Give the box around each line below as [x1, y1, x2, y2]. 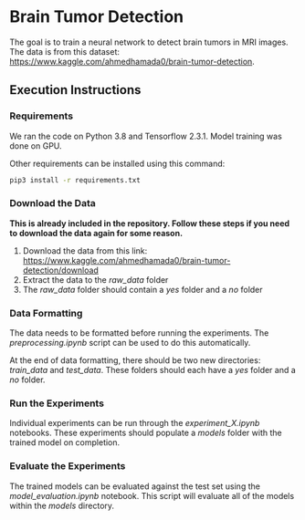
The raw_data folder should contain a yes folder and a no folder [22, 284, 263, 295]
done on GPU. [9, 140, 62, 151]
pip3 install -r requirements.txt [9, 175, 142, 184]
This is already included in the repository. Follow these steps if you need [9, 217, 290, 229]
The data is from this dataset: [9, 46, 121, 57]
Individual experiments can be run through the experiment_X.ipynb [9, 418, 260, 429]
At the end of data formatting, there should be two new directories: [9, 355, 261, 366]
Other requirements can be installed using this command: [9, 158, 226, 169]
